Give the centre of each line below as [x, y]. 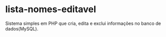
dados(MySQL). [22, 28]
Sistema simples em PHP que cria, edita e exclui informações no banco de [83, 23]
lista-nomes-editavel [51, 9]
